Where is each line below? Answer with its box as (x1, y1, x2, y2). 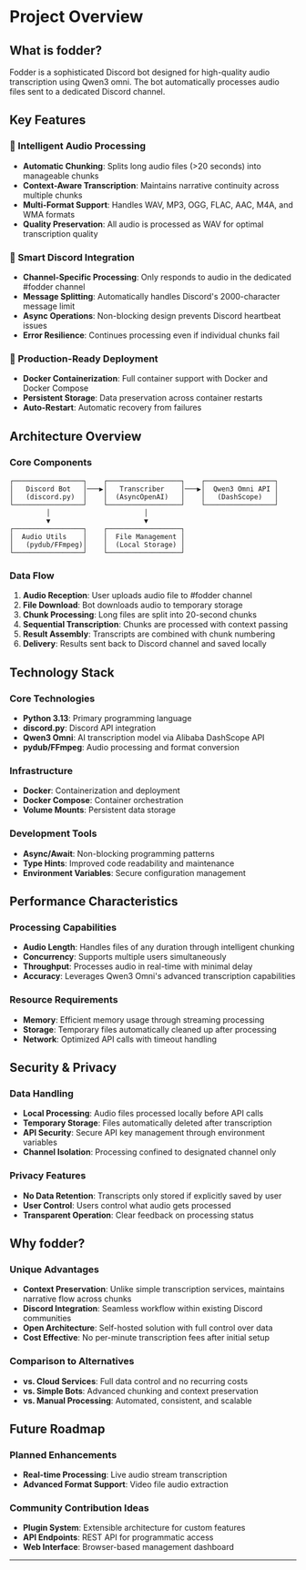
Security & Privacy (9, 1059, 117, 1076)
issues (22, 320, 47, 331)
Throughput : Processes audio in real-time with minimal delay (22, 961, 253, 972)
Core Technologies (9, 692, 96, 705)
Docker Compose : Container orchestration (22, 795, 184, 806)
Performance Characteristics (9, 893, 178, 909)
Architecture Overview (9, 428, 142, 443)
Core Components (9, 455, 93, 468)
